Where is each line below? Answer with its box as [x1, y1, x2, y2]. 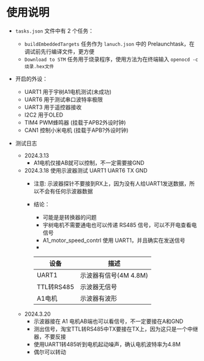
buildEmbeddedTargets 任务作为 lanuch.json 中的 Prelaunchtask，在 [24, 40, 195, 47]
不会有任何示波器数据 [39, 187, 93, 195]
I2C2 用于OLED [24, 111, 63, 118]
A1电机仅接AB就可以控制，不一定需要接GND [33, 159, 145, 166]
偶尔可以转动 [33, 348, 66, 355]
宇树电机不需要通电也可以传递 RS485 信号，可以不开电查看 [42, 221, 192, 228]
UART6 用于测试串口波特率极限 [24, 96, 103, 103]
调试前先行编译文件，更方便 [24, 47, 95, 55]
